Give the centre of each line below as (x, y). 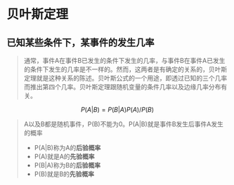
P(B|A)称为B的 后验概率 (67, 165)
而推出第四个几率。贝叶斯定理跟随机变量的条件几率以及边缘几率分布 (122, 87)
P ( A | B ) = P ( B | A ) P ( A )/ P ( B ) (117, 110)
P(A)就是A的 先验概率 (65, 156)
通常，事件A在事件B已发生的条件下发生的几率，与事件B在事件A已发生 (124, 61)
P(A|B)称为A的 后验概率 (67, 148)
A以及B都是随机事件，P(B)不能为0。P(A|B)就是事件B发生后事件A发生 (124, 124)
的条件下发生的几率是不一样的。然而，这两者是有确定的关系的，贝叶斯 (125, 69)
